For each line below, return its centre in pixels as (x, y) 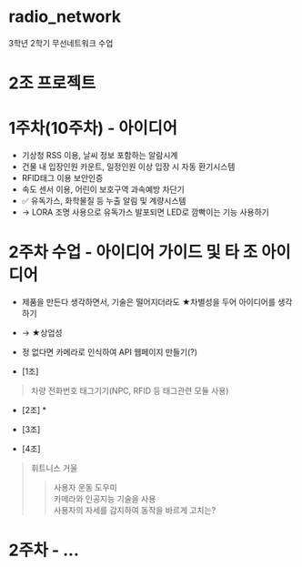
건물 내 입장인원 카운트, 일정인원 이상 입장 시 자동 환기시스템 (128, 167)
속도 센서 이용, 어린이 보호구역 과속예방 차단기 (103, 189)
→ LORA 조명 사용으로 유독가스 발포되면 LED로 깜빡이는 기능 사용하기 (145, 212)
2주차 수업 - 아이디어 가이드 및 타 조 (133, 253)
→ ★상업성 (42, 333)
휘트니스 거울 (54, 468)
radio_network (65, 17)
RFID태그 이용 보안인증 (62, 178)
